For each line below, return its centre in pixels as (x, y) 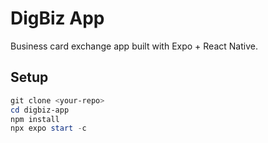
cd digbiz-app (40, 110)
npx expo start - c (48, 128)
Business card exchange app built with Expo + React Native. (134, 46)
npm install (35, 119)
